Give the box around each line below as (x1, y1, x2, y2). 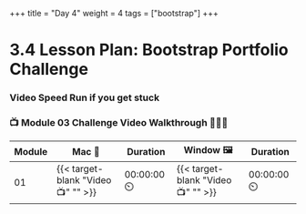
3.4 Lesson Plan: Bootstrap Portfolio (9, 40, 289, 60)
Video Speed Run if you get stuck (9, 91, 160, 104)
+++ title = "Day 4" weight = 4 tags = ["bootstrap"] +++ (9, 8, 219, 18)
